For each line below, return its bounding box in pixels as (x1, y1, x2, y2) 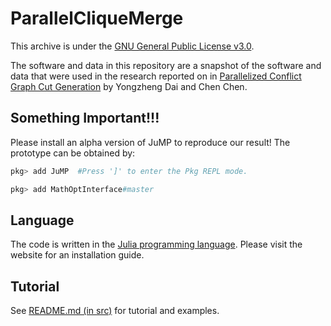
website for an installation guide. (10, 249, 145, 261)
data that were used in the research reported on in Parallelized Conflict (10, 70, 302, 82)
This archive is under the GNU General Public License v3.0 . (10, 40, 255, 52)
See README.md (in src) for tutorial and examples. (10, 305, 220, 317)
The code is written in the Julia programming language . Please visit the (10, 238, 303, 251)
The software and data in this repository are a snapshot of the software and (10, 59, 322, 71)
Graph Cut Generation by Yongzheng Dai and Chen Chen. (10, 80, 248, 92)
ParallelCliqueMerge (10, 7, 184, 30)
